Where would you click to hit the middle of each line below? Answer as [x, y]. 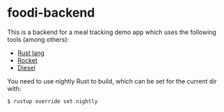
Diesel [26, 67]
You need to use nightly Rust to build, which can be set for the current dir [112, 81]
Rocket [27, 60]
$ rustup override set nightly [53, 101]
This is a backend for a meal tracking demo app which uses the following [112, 32]
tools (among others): [38, 39]
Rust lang [31, 53]
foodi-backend [51, 13]
